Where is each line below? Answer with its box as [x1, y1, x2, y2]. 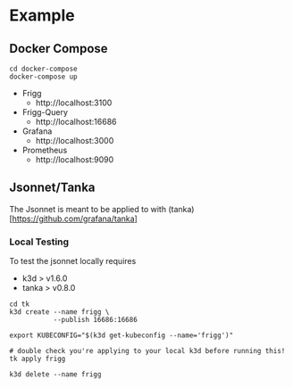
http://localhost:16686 [35, 117, 117, 127]
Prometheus [21, 144, 68, 155]
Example [9, 5, 75, 26]
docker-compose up [9, 72, 78, 81]
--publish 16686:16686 [53, 316, 138, 325]
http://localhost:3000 [35, 136, 114, 145]
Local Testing [9, 235, 70, 248]
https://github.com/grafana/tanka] [12, 213, 138, 224]
